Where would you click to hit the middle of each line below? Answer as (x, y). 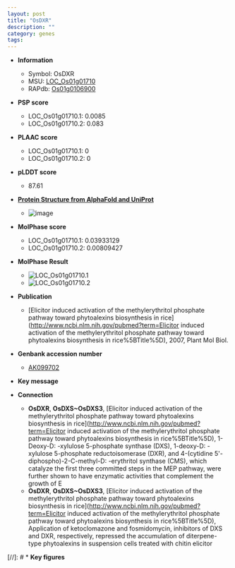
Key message (38, 381)
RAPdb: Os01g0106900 (62, 89)
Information (35, 60)
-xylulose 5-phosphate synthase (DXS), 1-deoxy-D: (132, 446)
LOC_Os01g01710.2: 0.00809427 (76, 248)
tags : (15, 40)
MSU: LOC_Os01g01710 (62, 81)
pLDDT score (37, 172)
